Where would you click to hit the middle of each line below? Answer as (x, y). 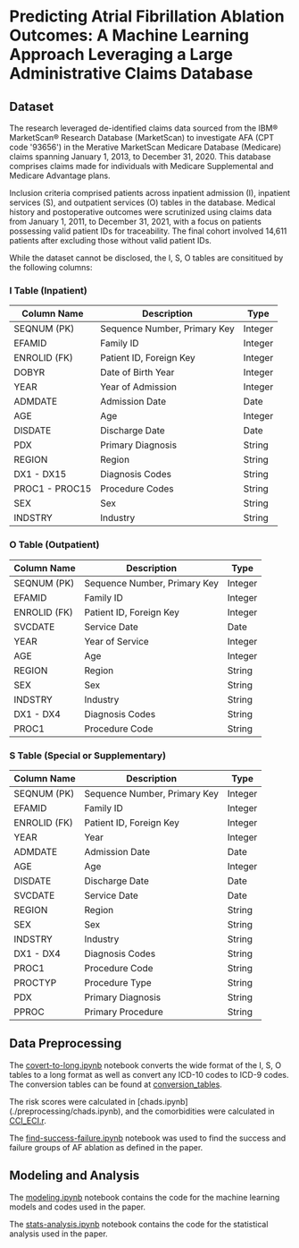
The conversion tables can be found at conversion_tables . (116, 1084)
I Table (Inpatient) (48, 290)
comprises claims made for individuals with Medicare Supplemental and (141, 166)
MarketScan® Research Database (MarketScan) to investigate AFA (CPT (142, 137)
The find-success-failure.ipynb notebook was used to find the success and (148, 1138)
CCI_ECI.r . (28, 1120)
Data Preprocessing (66, 1043)
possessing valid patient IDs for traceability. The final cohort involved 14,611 (148, 231)
